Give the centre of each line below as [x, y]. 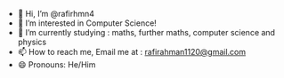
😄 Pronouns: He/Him [57, 65]
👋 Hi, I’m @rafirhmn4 [56, 14]
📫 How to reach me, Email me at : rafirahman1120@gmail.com [132, 52]
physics [32, 42]
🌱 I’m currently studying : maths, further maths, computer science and [146, 32]
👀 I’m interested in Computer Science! [87, 23]
